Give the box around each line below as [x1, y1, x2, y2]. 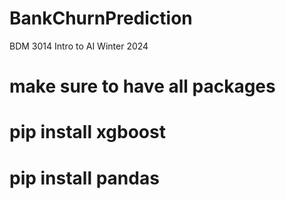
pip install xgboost [9, 121, 166, 144]
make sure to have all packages [9, 75, 276, 98]
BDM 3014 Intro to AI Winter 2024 [9, 40, 149, 52]
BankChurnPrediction [9, 7, 193, 30]
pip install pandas [9, 167, 160, 189]
